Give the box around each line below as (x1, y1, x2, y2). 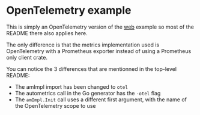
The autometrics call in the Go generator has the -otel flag (14, 89, 161, 97)
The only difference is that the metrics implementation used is (6, 41, 160, 48)
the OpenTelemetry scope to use (14, 102, 96, 109)
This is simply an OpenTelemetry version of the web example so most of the (6, 23, 194, 30)
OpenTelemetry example (6, 4, 132, 17)
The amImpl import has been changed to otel (14, 83, 128, 90)
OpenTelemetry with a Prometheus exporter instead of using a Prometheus (6, 47, 192, 54)
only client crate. (6, 54, 48, 61)
